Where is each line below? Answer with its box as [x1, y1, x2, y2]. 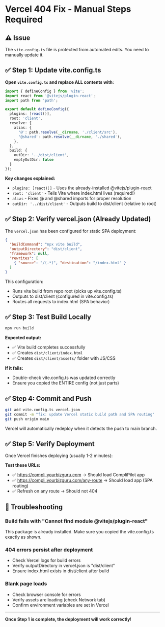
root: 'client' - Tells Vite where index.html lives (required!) [12, 190, 135, 196]
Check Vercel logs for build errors [12, 557, 81, 563]
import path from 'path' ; [5, 98, 58, 103]
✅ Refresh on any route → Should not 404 [12, 488, 98, 494]
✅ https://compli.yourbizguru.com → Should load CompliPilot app [12, 472, 145, 478]
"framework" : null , [9, 251, 50, 256]
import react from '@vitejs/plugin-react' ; [5, 93, 96, 98]
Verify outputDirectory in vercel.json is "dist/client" [12, 563, 115, 569]
